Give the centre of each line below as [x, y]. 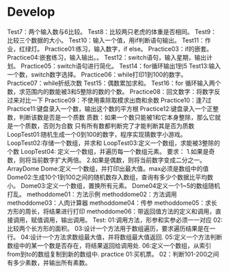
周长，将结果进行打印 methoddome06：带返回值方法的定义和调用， [120, 211]
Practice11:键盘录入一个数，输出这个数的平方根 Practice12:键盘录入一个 [107, 108]
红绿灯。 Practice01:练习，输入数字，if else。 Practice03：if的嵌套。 [116, 49]
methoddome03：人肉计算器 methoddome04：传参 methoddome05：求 [109, 203]
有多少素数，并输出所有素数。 [49, 262]
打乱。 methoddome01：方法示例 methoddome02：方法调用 [92, 194]
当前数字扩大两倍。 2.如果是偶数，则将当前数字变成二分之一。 [118, 160]
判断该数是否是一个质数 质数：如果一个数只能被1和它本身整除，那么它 [117, 117]
